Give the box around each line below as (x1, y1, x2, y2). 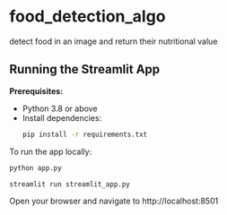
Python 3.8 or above (22, 103, 98, 114)
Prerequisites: (9, 85, 64, 96)
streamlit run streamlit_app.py (9, 179, 130, 189)
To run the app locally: (9, 146, 92, 157)
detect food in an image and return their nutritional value (9, 36, 218, 47)
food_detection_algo (9, 6, 166, 27)
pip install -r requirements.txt (22, 130, 148, 139)
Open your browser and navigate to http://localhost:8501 (9, 195, 219, 207)
